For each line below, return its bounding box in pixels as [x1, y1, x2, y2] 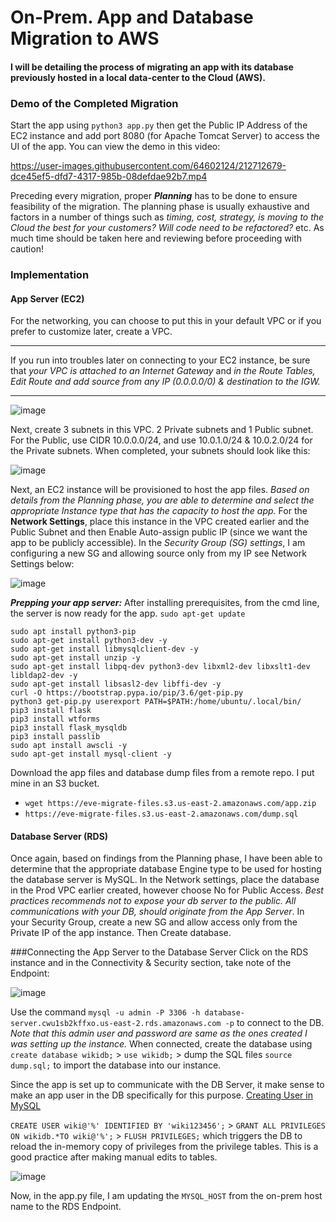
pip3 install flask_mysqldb [10, 723, 128, 733]
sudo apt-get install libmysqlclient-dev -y [10, 644, 199, 655]
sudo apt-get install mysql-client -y [10, 749, 172, 760]
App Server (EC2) [10, 292, 85, 305]
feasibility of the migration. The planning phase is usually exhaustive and [10, 201, 310, 213]
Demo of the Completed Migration [10, 96, 179, 110]
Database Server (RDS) [10, 830, 109, 842]
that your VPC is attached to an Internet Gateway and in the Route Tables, [10, 365, 316, 377]
